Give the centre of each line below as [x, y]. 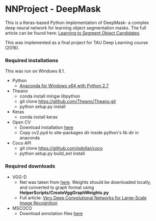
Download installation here [46, 127]
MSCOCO [22, 208]
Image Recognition [39, 203]
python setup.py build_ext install [52, 153]
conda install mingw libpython [50, 96]
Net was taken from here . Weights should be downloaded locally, [85, 182]
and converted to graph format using [57, 187]
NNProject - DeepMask [53, 9]
